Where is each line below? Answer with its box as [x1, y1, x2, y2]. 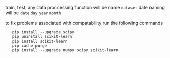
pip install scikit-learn [12, 38, 68, 44]
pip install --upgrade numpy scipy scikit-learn [12, 48, 118, 53]
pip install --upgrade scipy [12, 30, 74, 35]
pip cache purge [12, 43, 47, 48]
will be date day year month [5, 10, 61, 16]
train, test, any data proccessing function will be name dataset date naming [5, 5, 165, 10]
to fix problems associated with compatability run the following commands [5, 20, 163, 26]
